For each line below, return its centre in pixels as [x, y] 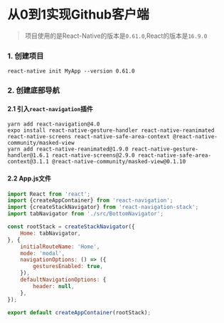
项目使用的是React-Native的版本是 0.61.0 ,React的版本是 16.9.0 [116, 36]
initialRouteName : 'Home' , [60, 247]
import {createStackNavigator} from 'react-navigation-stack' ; [103, 207]
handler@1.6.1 [28, 155]
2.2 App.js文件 [30, 178]
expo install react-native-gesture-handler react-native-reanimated [111, 130]
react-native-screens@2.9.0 [94, 155]
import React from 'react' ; [49, 194]
